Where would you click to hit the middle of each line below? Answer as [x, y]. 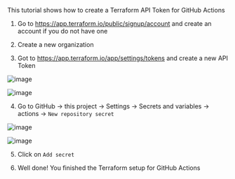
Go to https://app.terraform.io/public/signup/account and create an [114, 23]
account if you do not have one [62, 31]
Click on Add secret [46, 154]
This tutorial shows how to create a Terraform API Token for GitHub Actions [116, 10]
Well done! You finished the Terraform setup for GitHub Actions [109, 168]
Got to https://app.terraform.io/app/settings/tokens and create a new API [123, 58]
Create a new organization [55, 44]
